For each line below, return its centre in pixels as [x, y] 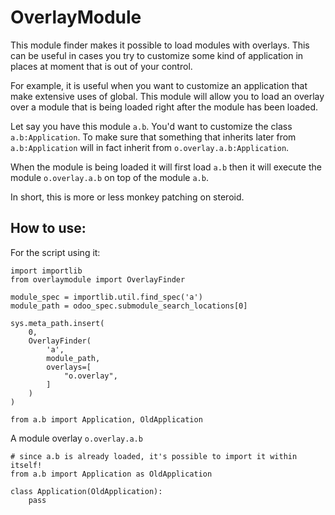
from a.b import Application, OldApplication [106, 419]
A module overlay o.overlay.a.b [76, 438]
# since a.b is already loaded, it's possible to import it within [154, 456]
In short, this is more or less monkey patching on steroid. [127, 197]
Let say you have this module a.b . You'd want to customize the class [151, 126]
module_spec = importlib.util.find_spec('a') [106, 297]
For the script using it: [55, 252]
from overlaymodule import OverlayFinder [98, 279]
